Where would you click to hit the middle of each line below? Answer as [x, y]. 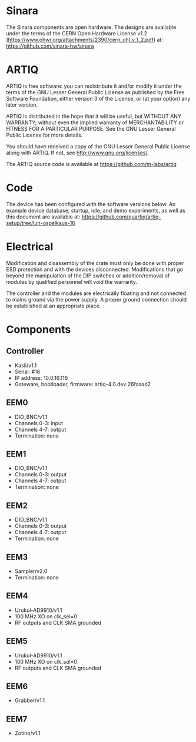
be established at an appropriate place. [54, 306]
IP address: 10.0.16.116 [41, 377]
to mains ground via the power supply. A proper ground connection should [97, 299]
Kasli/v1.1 [26, 365]
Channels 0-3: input [39, 423]
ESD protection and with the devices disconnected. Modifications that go [95, 269]
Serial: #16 [27, 372]
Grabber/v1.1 [30, 700]
